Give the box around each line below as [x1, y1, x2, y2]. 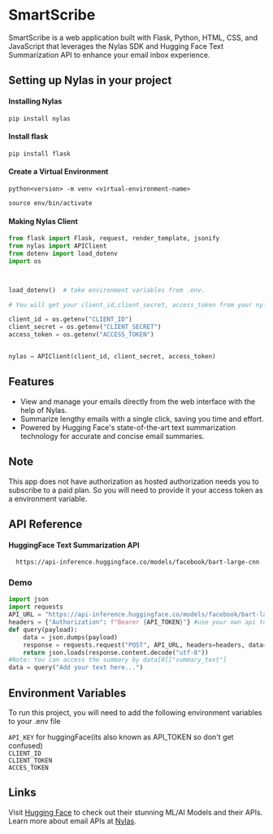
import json [8, 595, 49, 604]
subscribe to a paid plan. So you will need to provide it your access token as [8, 485, 263, 494]
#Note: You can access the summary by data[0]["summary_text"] [8, 656, 227, 665]
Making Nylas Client [8, 216, 79, 226]
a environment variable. [8, 494, 88, 503]
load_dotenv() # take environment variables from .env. [8, 286, 206, 294]
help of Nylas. [19, 405, 67, 415]
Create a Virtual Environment [8, 167, 109, 177]
